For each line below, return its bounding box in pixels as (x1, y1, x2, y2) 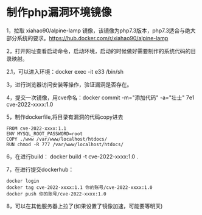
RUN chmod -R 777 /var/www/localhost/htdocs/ (6, 141, 124, 147)
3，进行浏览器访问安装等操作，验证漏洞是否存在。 (6, 80, 133, 88)
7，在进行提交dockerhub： (6, 166, 74, 173)
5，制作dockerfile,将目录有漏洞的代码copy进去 (6, 113, 124, 121)
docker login (6, 178, 40, 184)
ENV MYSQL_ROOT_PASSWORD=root (6, 130, 83, 137)
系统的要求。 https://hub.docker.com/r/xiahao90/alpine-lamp (16, 34, 169, 41)
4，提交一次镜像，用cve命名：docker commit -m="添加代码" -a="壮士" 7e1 (6, 94, 195, 101)
